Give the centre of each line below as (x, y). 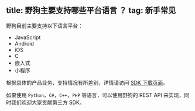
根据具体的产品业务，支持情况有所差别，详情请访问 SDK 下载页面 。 (87, 82)
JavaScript (28, 37)
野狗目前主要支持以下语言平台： (45, 26)
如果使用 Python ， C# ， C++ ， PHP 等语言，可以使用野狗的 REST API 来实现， (95, 95)
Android (24, 43)
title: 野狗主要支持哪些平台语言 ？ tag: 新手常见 (91, 11)
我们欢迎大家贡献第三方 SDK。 (48, 102)
